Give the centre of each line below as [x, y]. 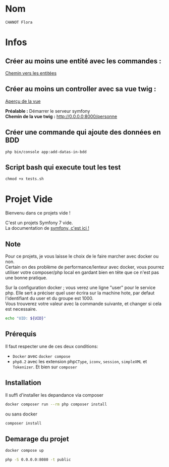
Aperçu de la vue [23, 101]
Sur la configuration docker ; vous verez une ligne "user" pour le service [80, 288]
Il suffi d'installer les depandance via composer [54, 395]
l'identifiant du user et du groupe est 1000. [49, 299]
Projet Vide [29, 199]
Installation [23, 383]
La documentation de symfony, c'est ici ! [47, 228]
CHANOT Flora [19, 22]
